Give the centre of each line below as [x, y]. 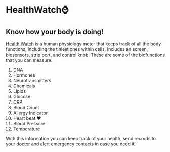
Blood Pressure [29, 123]
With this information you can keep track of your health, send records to [81, 139]
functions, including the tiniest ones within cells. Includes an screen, [77, 49]
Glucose [22, 97]
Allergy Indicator [30, 113]
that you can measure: [29, 60]
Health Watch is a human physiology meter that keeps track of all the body [83, 44]
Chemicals [24, 86]
